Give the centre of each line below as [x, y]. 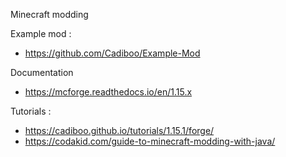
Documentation [42, 72]
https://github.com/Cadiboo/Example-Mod [112, 53]
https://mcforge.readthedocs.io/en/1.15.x [108, 92]
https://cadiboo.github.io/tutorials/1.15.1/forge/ [119, 130]
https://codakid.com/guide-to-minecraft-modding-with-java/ [150, 141]
